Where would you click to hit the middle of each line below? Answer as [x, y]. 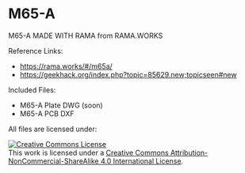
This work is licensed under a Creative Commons [88, 152]
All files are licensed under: [53, 129]
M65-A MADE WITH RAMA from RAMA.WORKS [86, 36]
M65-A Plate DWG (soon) [61, 105]
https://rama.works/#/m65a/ [66, 66]
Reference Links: [36, 51]
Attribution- [189, 152]
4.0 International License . [142, 161]
